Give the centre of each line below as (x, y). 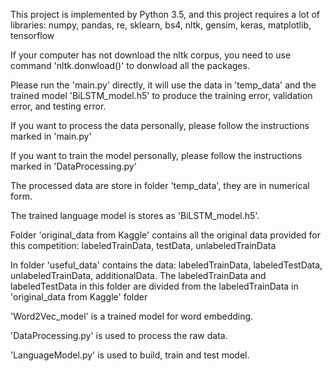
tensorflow (32, 35)
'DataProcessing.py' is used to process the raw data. (119, 335)
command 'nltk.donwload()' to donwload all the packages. (130, 65)
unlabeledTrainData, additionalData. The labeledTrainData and (138, 275)
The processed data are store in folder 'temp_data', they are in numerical (160, 185)
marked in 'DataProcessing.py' (73, 166)
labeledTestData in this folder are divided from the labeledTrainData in (154, 286)
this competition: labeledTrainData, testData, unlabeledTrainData (143, 245)
